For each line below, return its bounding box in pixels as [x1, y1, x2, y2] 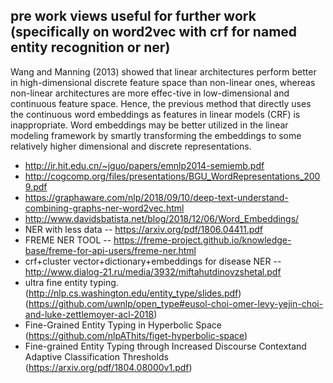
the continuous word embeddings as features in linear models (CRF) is [10, 108, 301, 120]
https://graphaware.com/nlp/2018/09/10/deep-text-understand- [24, 191, 289, 203]
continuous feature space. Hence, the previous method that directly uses [10, 97, 312, 109]
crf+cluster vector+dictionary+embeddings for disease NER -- [24, 255, 282, 267]
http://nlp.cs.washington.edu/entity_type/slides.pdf [28, 287, 239, 299]
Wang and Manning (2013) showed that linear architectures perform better [10, 65, 317, 78]
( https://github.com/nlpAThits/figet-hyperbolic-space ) [24, 329, 248, 341]
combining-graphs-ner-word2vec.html [24, 202, 185, 214]
